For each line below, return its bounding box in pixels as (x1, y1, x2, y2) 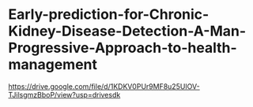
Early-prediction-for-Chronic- (8, 6, 210, 24)
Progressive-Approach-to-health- (8, 39, 237, 57)
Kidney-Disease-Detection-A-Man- (8, 22, 247, 40)
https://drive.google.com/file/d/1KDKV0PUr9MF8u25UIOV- (8, 81, 200, 91)
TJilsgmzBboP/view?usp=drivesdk (8, 90, 121, 99)
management (8, 56, 97, 74)
